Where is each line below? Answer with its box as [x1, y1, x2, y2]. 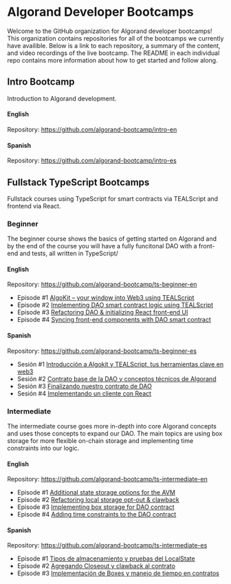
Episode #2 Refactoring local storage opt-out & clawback [16, 496, 180, 504]
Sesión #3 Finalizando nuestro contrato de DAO [16, 382, 153, 390]
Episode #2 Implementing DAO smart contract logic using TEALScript [16, 301, 213, 310]
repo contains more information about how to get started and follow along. [7, 56, 218, 64]
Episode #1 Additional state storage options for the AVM [16, 488, 175, 497]
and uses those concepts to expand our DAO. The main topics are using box [7, 429, 223, 437]
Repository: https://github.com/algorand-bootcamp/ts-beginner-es [7, 347, 197, 355]
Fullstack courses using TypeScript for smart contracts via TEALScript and [7, 194, 219, 203]
